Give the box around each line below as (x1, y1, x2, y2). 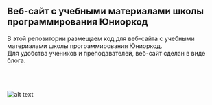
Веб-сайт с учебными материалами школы (7, 5, 204, 17)
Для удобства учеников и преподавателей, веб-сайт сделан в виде (7, 49, 206, 57)
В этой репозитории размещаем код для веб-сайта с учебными (7, 34, 196, 43)
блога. (7, 56, 26, 65)
